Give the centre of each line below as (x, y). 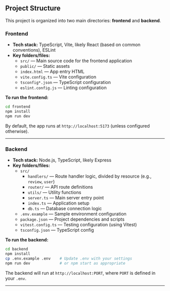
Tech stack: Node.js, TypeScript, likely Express (62, 160)
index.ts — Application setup (58, 203)
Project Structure (33, 8)
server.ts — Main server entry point (66, 198)
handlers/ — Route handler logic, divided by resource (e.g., (90, 176)
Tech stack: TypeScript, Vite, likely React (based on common (76, 45)
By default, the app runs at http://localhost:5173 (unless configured (78, 126)
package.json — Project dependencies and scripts (72, 219)
